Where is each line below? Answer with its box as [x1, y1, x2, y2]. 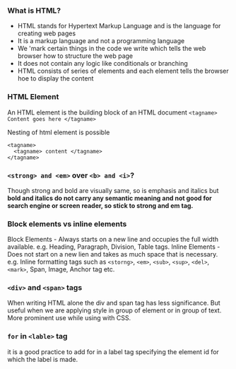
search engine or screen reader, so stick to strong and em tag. [7, 201, 194, 210]
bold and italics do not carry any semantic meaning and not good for [7, 194, 212, 202]
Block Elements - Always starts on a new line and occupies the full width [7, 235, 219, 244]
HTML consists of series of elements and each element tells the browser [17, 66, 230, 76]
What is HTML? [7, 6, 61, 16]
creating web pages [17, 29, 76, 37]
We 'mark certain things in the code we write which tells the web [17, 45, 206, 53]
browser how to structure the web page [17, 52, 134, 60]
